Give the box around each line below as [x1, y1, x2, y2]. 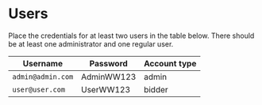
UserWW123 [80, 84, 131, 95]
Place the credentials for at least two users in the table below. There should [8, 31, 255, 40]
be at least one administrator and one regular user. [8, 39, 174, 48]
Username [22, 58, 64, 69]
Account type [144, 58, 197, 69]
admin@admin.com [12, 72, 74, 81]
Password [89, 58, 129, 69]
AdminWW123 [80, 71, 137, 82]
